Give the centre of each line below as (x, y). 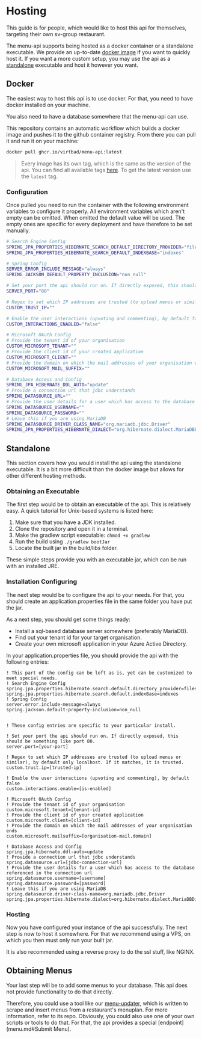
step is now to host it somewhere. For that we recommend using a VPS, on (99, 934)
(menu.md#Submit (29, 1029)
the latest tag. (39, 176)
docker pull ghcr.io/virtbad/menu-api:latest (64, 152)
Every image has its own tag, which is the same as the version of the (106, 163)
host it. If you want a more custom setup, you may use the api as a (88, 58)
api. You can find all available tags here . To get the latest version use (106, 170)
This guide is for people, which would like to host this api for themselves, (96, 28)
